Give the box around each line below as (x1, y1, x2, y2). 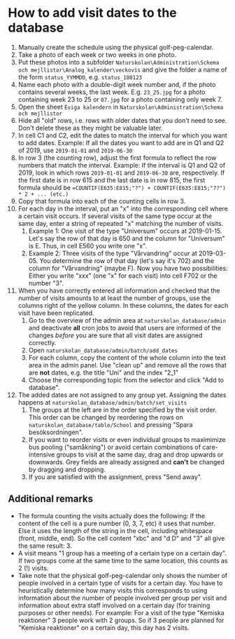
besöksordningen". (28, 428, 83, 436)
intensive (28, 450, 55, 459)
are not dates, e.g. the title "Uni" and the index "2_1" (28, 368, 179, 377)
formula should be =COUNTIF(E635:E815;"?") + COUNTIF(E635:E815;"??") (17, 183, 226, 191)
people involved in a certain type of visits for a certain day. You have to (17, 579, 223, 587)
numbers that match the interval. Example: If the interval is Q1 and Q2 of (17, 161, 226, 169)
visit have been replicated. (17, 309, 94, 317)
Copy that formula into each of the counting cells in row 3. (17, 196, 186, 205)
